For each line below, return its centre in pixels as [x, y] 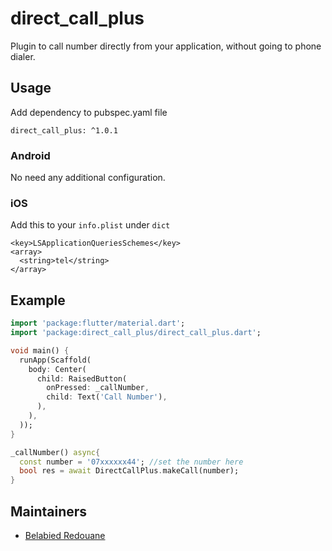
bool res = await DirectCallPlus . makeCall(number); [129, 471]
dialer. [23, 56]
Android [30, 155]
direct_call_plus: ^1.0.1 [64, 130]
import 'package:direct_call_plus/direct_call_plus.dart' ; [136, 333]
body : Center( [57, 369]
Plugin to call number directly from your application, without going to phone [166, 46]
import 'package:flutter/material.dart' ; [98, 323]
